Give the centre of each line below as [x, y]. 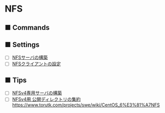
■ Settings [22, 44]
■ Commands [27, 28]
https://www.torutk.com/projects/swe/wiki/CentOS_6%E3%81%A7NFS [86, 105]
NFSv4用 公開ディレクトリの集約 [46, 99]
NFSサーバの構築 [30, 58]
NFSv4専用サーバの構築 [37, 93]
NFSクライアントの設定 [36, 64]
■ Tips [16, 80]
